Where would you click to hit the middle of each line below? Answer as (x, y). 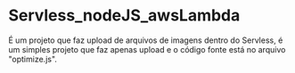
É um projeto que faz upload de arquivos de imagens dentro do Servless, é (146, 40)
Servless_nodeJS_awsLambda (124, 16)
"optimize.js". (33, 59)
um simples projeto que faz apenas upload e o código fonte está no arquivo (147, 49)
